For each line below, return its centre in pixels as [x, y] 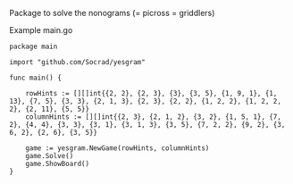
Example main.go [41, 30]
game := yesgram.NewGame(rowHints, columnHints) [117, 148]
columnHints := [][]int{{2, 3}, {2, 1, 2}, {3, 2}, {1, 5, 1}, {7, [153, 117]
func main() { [36, 78]
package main [33, 46]
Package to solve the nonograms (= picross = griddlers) [112, 13]
